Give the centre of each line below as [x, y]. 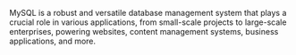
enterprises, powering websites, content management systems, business [144, 31]
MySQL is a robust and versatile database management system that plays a [148, 13]
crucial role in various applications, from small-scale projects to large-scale [148, 22]
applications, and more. [53, 41]
